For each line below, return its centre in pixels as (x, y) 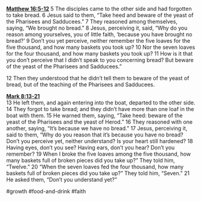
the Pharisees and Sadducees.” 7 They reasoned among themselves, (92, 21)
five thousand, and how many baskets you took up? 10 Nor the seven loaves (101, 47)
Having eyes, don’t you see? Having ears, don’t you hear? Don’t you (91, 148)
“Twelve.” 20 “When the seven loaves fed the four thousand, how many (95, 167)
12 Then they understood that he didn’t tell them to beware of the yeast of (98, 78)
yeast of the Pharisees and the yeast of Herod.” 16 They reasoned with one (100, 122)
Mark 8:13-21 (23, 96)
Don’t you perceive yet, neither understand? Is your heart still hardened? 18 (100, 141)
